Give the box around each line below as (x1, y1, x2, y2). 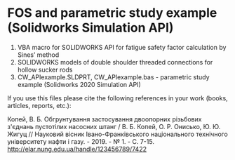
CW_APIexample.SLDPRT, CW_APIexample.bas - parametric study (17, 72, 210, 81)
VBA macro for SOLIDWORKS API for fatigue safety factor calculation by (17, 43, 227, 51)
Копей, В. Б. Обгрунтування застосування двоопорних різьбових (7, 114, 202, 124)
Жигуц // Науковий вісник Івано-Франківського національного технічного (7, 130, 228, 138)
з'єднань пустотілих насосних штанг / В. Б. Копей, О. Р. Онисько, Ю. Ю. (7, 122, 221, 131)
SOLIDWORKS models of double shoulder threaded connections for (17, 58, 213, 66)
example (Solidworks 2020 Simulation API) (17, 80, 142, 88)
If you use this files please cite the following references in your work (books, (7, 93, 228, 102)
